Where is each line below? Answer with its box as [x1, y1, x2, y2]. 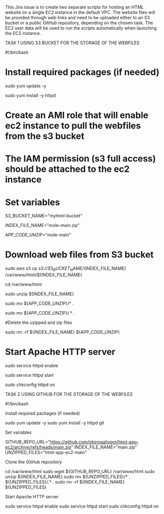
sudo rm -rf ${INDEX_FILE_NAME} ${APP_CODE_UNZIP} [5, 329, 120, 335]
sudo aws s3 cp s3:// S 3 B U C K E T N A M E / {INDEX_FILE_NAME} [5, 265, 127, 272]
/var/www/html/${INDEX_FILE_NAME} [5, 272, 83, 278]
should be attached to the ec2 [5, 163, 130, 175]
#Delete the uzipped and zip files [5, 320, 72, 325]
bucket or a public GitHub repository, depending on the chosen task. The [5, 20, 154, 26]
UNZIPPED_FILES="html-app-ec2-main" [5, 449, 87, 455]
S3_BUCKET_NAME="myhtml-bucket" [5, 213, 83, 219]
